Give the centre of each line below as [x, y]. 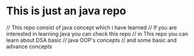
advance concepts [29, 46]
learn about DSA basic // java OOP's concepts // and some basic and [92, 40]
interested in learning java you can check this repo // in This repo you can [97, 33]
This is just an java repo [66, 11]
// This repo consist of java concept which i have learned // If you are [92, 27]
